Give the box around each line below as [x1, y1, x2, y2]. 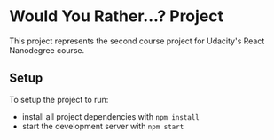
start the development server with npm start [21, 121, 184, 131]
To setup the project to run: [9, 94, 109, 105]
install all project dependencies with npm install [21, 111, 200, 121]
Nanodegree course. [9, 44, 85, 55]
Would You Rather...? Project [9, 6, 224, 27]
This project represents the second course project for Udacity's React [9, 35, 265, 46]
